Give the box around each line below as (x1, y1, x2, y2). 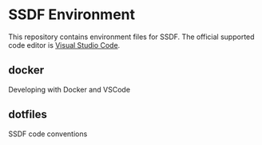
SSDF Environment (8, 6, 136, 24)
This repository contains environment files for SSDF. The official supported (8, 32, 255, 41)
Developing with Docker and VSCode (8, 84, 130, 94)
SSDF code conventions (8, 129, 88, 139)
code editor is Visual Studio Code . (8, 40, 121, 49)
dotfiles (8, 108, 48, 121)
